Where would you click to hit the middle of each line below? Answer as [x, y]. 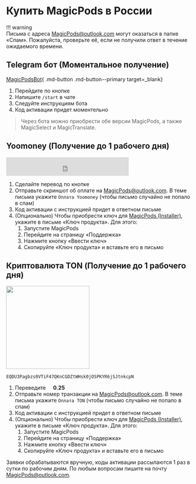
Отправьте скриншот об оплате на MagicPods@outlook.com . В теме [101, 190]
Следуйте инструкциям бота [51, 103]
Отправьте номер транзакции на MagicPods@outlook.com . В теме [99, 394]
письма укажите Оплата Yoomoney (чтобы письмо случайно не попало [102, 196]
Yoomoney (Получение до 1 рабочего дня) [88, 146]
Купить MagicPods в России [79, 11]
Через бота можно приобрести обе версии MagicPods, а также [101, 121]
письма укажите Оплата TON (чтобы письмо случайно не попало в [98, 400]
